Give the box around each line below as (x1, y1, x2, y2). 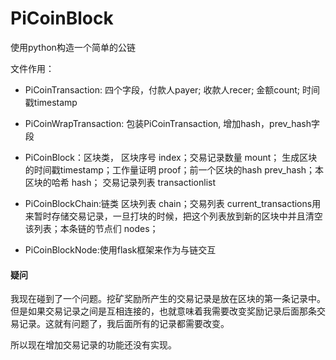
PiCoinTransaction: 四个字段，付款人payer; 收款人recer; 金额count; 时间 (24, 83, 320, 96)
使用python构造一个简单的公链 (10, 41, 136, 53)
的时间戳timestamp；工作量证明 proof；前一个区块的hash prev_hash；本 (24, 163, 325, 176)
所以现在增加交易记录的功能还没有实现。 (10, 339, 177, 351)
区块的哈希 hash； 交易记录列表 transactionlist (24, 176, 217, 188)
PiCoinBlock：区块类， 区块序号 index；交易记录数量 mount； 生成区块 (24, 151, 318, 163)
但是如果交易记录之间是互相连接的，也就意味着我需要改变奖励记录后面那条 (10, 305, 317, 317)
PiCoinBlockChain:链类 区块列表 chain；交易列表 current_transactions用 (24, 197, 322, 209)
